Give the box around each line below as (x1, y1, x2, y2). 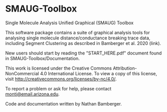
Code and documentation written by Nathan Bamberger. (5, 100, 122, 106)
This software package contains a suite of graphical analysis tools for (5, 29, 150, 35)
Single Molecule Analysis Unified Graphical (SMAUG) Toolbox (5, 20, 134, 26)
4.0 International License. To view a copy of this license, (40, 70, 157, 76)
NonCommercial (5, 70, 39, 76)
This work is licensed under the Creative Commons (5, 65, 112, 71)
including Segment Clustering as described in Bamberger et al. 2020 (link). (5, 40, 161, 46)
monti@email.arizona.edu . (5, 91, 60, 97)
